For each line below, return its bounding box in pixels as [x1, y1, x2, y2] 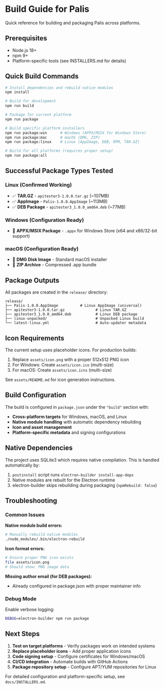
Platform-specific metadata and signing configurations [12, 429, 126, 435]
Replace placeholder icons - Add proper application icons [12, 648, 131, 654]
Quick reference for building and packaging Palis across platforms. [5, 20, 141, 26]
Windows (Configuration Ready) [5, 216, 84, 223]
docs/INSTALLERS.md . [5, 679, 46, 685]
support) [12, 233, 31, 239]
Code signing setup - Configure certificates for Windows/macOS [12, 653, 145, 659]
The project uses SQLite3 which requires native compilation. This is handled [5, 457, 160, 463]
